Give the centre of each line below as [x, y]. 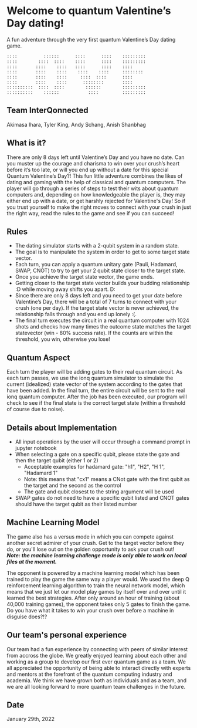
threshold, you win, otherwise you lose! [62, 339]
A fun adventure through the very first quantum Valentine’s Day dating [91, 39]
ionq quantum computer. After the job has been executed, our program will [97, 397]
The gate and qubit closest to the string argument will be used [99, 492]
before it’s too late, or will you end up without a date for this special [88, 170]
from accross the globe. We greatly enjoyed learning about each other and [97, 655]
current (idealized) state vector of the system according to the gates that [94, 384]
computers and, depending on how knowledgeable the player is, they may [96, 194]
